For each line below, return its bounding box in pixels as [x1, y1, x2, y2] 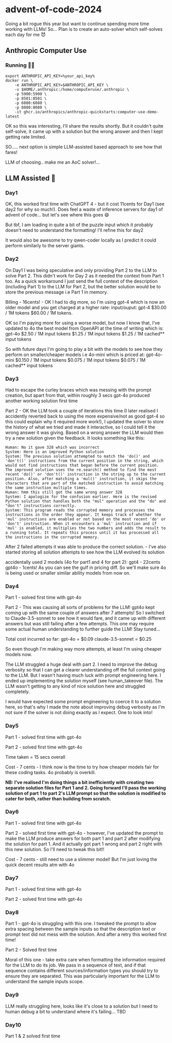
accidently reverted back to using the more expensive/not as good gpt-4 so [5, 413, 165, 419]
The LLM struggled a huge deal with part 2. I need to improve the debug [5, 661, 158, 667]
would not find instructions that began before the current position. [5, 463, 159, 468]
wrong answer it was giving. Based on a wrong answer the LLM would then [5, 429, 164, 436]
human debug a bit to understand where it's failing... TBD [5, 1008, 126, 1014]
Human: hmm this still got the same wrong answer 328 [5, 489, 123, 495]
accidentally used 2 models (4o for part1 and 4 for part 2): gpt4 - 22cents [5, 559, 160, 565]
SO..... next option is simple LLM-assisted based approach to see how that [5, 144, 162, 150]
